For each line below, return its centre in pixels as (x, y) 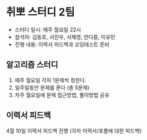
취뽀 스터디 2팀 (40, 12)
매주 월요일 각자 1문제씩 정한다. (50, 80)
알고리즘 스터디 (32, 65)
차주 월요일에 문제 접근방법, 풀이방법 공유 (62, 95)
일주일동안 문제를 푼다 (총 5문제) (52, 87)
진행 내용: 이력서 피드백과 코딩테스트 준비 (62, 44)
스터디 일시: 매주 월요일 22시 (48, 30)
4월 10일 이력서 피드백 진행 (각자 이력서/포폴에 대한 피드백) (74, 131)
